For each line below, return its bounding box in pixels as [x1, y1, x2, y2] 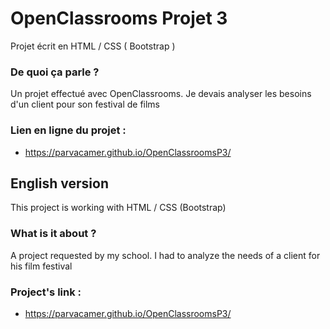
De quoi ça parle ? [10, 65, 100, 79]
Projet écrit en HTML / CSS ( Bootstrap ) [10, 40, 176, 52]
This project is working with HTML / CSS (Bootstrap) [10, 202, 227, 214]
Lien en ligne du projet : [10, 123, 127, 137]
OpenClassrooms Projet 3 [10, 7, 228, 30]
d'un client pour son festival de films [10, 98, 161, 111]
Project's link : [10, 285, 82, 299]
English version [10, 175, 109, 192]
